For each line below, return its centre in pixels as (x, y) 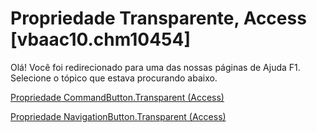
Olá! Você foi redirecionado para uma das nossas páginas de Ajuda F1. (155, 67)
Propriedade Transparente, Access (158, 18)
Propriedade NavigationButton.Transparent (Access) (118, 116)
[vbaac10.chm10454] (101, 39)
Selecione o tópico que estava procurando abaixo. (114, 78)
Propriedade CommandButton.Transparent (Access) (117, 97)
